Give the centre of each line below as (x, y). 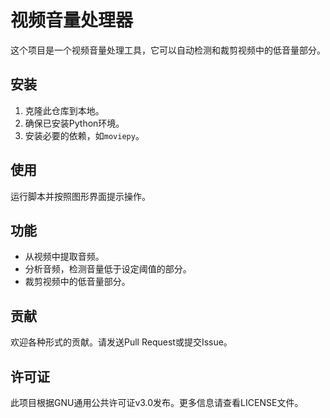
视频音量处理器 (72, 20)
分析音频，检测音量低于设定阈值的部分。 (108, 269)
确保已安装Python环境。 (74, 123)
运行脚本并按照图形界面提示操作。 (80, 196)
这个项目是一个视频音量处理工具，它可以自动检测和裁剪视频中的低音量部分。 (168, 50)
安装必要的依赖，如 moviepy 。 (84, 135)
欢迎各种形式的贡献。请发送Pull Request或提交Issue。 (121, 342)
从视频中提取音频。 (64, 257)
